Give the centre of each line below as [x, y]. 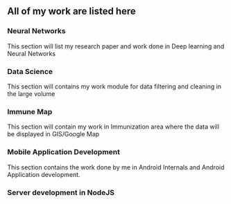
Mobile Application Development [63, 152]
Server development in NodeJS [61, 192]
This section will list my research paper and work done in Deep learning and [116, 46]
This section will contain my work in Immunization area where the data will [113, 127]
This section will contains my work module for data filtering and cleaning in [114, 86]
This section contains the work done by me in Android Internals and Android [116, 167]
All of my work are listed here [72, 11]
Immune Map [30, 111]
